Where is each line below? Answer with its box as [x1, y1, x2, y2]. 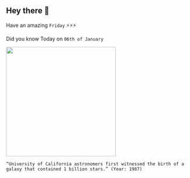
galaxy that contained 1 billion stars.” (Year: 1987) [6, 166, 143, 172]
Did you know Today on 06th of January [6, 35, 104, 42]
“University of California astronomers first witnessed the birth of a [6, 161, 184, 167]
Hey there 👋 [6, 6, 50, 16]
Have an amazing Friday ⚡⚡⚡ [6, 22, 77, 29]
